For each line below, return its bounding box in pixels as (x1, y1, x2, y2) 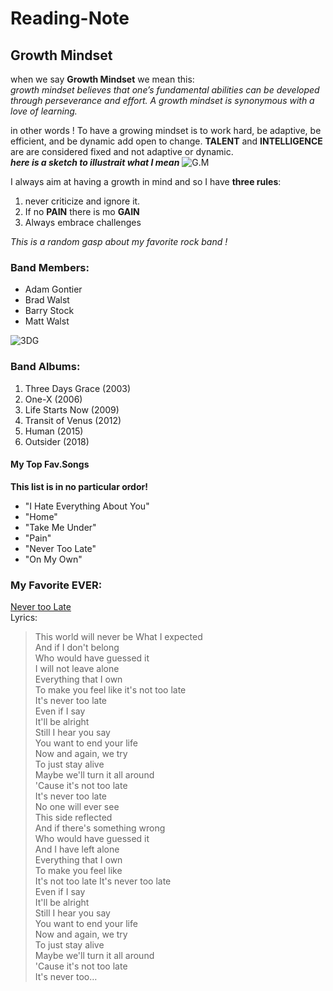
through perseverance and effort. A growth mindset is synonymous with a (10, 95, 315, 106)
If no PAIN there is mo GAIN (24, 206, 140, 217)
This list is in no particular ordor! (10, 480, 148, 492)
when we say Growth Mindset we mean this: (10, 73, 195, 85)
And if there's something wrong (34, 822, 166, 834)
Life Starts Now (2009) (24, 403, 120, 416)
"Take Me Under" (24, 521, 97, 533)
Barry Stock (24, 305, 75, 317)
